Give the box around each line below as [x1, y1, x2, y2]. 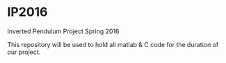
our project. [7, 48, 41, 56]
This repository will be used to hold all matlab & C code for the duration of [7, 40, 219, 48]
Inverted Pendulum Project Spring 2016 [7, 27, 120, 35]
